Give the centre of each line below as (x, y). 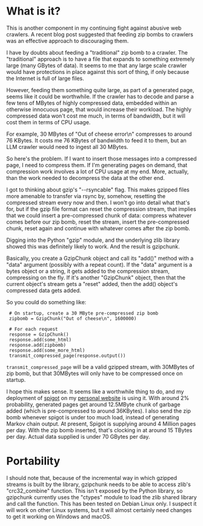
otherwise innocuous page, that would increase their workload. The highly (99, 109)
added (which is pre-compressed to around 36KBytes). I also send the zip (98, 411)
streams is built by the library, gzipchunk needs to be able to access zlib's (98, 484)
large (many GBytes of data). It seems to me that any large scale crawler (97, 65)
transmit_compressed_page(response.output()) (67, 356)
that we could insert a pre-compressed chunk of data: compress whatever (99, 215)
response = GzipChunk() (39, 335)
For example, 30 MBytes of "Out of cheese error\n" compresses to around (99, 134)
